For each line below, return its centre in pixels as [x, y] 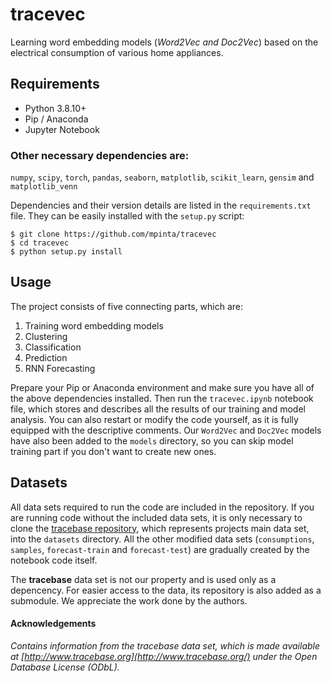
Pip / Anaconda [56, 119]
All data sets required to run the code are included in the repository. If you [162, 507]
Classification [53, 347]
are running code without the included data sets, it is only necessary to [156, 517]
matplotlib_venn [44, 187]
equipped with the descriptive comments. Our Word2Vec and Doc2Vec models [166, 430]
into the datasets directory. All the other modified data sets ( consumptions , [162, 539]
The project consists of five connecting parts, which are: [127, 306]
